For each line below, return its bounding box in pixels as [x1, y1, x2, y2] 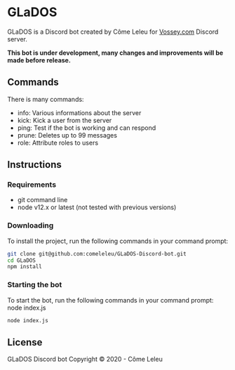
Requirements [7, 180, 57, 190]
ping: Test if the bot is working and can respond [17, 124, 156, 132]
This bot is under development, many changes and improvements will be [7, 48, 224, 57]
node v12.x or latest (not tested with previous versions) [17, 203, 177, 211]
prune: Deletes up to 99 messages [17, 131, 118, 139]
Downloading [7, 220, 54, 230]
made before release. [7, 55, 72, 64]
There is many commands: [7, 95, 84, 103]
